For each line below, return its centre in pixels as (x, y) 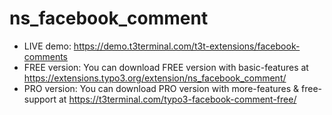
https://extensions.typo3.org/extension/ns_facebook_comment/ (155, 78)
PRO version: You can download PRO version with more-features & (161, 88)
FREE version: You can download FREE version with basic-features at (166, 67)
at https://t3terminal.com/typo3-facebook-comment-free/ (177, 99)
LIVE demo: (47, 46)
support (40, 99)
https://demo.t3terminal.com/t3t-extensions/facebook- (187, 46)
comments (45, 56)
